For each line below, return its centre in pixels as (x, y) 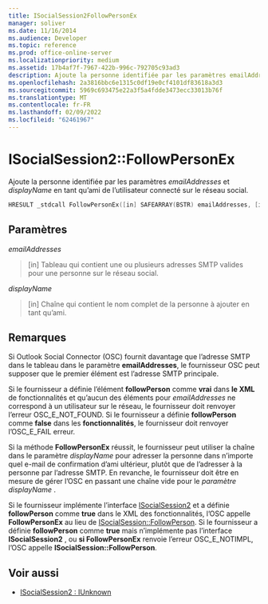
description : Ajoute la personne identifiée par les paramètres (117, 75)
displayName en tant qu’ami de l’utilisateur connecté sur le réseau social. (128, 190)
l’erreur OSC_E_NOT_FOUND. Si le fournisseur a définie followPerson (122, 415)
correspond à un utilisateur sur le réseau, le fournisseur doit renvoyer (122, 406)
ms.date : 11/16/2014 (43, 30)
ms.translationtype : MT (48, 98)
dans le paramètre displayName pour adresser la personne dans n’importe (131, 456)
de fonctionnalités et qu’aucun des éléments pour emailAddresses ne (122, 398)
